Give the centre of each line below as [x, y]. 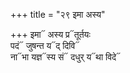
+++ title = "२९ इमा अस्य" [58, 14]
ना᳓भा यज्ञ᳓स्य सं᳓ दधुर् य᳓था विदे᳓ [66, 57]
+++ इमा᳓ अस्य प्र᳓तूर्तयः [50, 34]
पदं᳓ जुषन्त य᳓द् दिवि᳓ [45, 45]
